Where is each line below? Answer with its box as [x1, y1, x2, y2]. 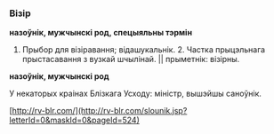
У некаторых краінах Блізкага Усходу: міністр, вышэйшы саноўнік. [9, 88, 262, 99]
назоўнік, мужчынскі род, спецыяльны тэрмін [9, 28, 193, 38]
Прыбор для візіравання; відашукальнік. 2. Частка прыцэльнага [21, 44, 265, 55]
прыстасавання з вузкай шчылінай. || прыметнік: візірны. [21, 54, 240, 65]
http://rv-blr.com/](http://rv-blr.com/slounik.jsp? [12, 106, 188, 116]
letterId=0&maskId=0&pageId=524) [9, 114, 141, 126]
